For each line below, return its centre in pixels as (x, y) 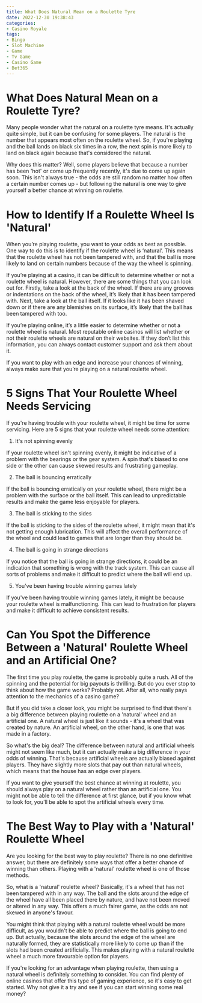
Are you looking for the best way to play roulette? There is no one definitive (99, 856)
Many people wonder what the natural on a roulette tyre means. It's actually (100, 127)
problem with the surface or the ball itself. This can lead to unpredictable (96, 495)
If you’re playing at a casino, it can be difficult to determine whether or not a (100, 275)
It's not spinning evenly (44, 441)
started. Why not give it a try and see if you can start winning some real (95, 987)
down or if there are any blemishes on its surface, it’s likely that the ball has (99, 307)
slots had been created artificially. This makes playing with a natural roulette (100, 950)
